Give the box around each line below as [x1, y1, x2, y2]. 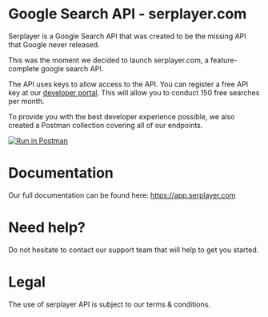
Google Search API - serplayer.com [8, 5, 247, 23]
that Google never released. [8, 39, 100, 49]
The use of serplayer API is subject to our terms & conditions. [8, 299, 210, 309]
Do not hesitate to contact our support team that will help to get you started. [8, 245, 259, 255]
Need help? [8, 219, 86, 237]
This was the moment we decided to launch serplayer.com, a [8, 55, 210, 65]
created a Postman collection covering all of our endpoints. [8, 120, 203, 130]
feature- [210, 55, 238, 65]
